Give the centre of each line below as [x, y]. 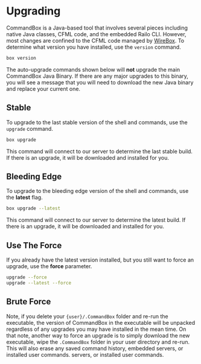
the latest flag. [25, 198]
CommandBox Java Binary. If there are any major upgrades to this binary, [97, 76]
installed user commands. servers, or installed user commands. [85, 354]
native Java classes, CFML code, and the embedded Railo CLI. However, [96, 34]
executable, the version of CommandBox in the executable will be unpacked [101, 322]
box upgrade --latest [33, 209]
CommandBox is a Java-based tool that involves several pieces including [97, 28]
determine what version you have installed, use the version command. [94, 47]
